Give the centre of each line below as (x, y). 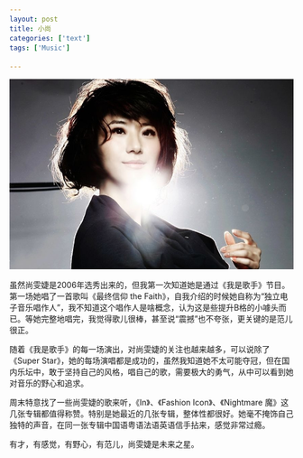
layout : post (34, 19)
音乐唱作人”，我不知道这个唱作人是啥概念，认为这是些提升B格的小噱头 (148, 307)
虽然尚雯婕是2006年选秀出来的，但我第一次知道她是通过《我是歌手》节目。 (150, 285)
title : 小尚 (30, 28)
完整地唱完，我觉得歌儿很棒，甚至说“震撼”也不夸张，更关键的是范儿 (166, 318)
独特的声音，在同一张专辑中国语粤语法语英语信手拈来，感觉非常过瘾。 (140, 425)
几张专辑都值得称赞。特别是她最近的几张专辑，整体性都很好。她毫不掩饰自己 (151, 413)
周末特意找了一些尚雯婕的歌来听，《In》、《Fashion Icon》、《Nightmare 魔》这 (149, 402)
